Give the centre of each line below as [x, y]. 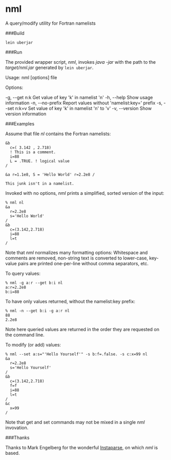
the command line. [25, 335]
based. [13, 453]
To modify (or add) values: [33, 344]
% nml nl [15, 203]
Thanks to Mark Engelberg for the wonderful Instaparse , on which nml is [82, 447]
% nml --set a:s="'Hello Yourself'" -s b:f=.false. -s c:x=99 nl [76, 354]
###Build [15, 33]
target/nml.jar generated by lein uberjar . [49, 67]
